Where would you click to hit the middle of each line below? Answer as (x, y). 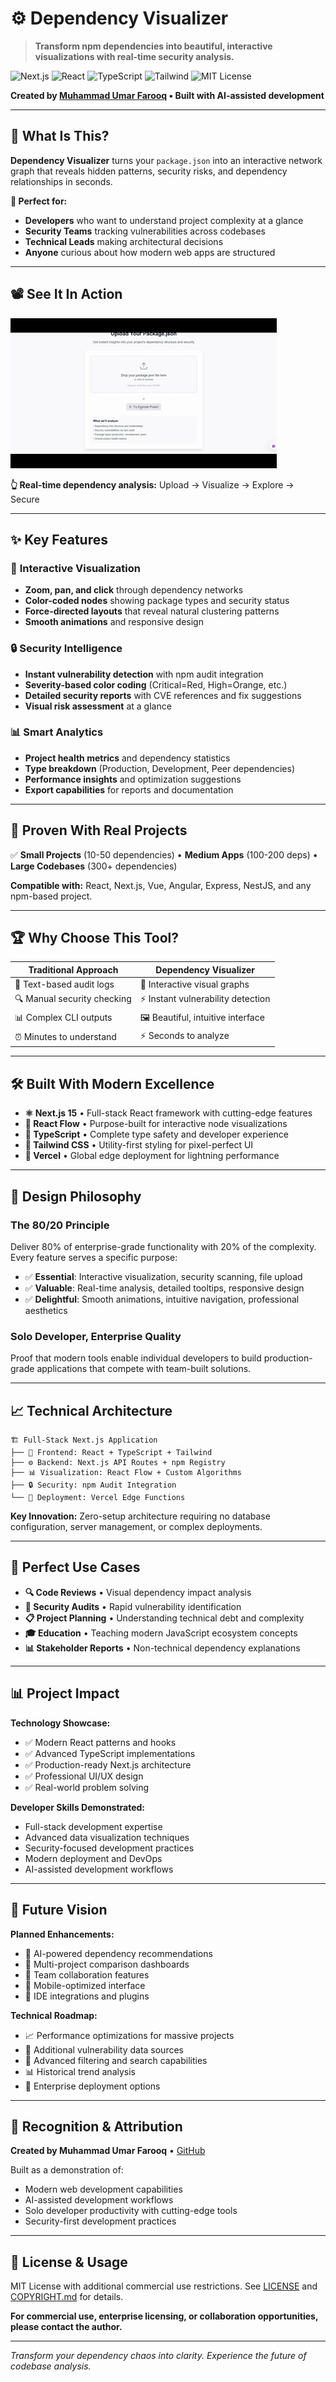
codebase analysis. (51, 2366)
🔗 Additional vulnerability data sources (104, 2049)
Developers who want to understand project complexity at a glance (164, 220)
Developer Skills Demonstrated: (78, 1807)
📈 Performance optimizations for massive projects (129, 2035)
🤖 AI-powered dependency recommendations (118, 1953)
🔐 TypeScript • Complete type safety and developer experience (157, 1134)
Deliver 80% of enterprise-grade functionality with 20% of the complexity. (163, 1246)
